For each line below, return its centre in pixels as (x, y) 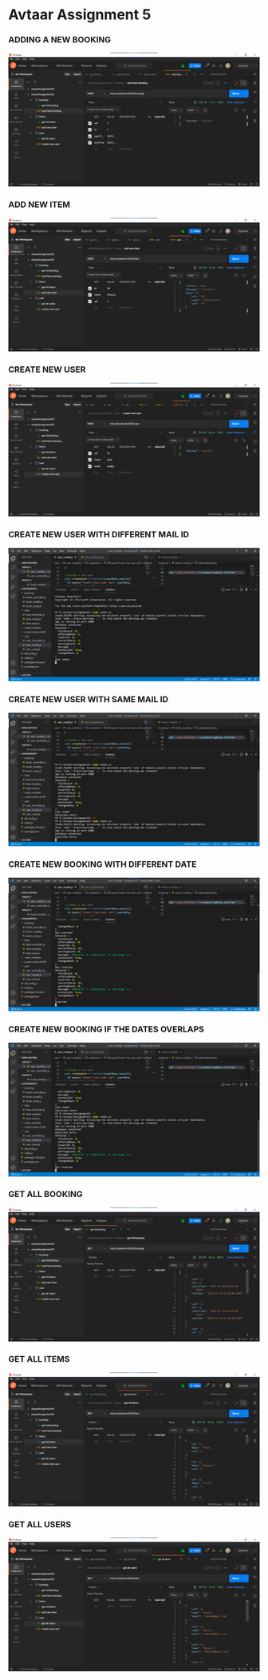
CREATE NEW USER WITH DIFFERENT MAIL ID (99, 535)
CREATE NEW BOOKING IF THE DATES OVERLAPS (106, 1029)
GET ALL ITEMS (39, 1359)
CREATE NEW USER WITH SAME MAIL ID (89, 700)
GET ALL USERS (40, 1524)
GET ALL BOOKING (45, 1195)
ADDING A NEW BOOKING (60, 40)
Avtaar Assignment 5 (80, 15)
